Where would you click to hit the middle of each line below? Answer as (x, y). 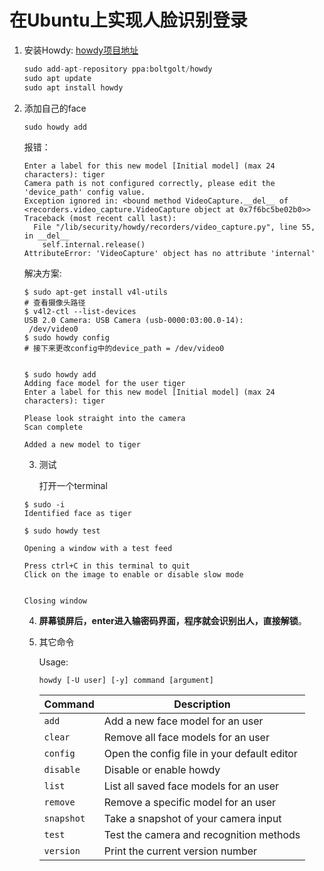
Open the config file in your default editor (200, 753)
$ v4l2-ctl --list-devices (80, 311)
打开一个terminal (73, 485)
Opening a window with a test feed (98, 548)
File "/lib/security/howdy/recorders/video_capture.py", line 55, (174, 227)
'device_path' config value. (84, 192)
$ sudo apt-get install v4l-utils (95, 292)
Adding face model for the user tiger (104, 383)
